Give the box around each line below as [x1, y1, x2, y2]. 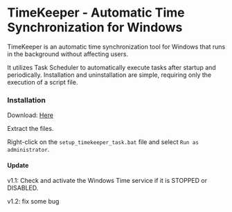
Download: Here [7, 111, 54, 119]
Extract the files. [7, 125, 54, 133]
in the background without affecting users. [7, 50, 129, 58]
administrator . [7, 145, 50, 154]
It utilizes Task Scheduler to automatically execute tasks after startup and [7, 63, 216, 71]
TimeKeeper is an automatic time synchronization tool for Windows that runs [7, 42, 226, 51]
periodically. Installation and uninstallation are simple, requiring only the [7, 71, 212, 79]
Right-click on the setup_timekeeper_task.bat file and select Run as [7, 138, 199, 146]
